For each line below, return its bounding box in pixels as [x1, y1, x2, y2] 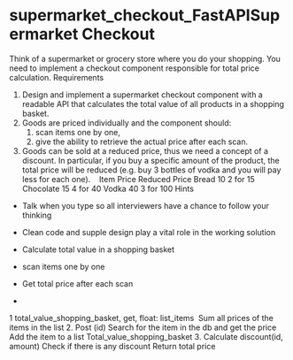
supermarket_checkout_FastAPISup [9, 5, 281, 26]
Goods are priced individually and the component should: [21, 117, 232, 128]
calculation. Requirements [9, 72, 104, 82]
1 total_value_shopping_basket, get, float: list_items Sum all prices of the [9, 312, 274, 323]
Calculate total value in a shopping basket [21, 244, 175, 255]
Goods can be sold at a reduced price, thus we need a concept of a [21, 145, 268, 156]
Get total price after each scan [21, 278, 134, 288]
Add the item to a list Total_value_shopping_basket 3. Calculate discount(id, [9, 331, 283, 341]
